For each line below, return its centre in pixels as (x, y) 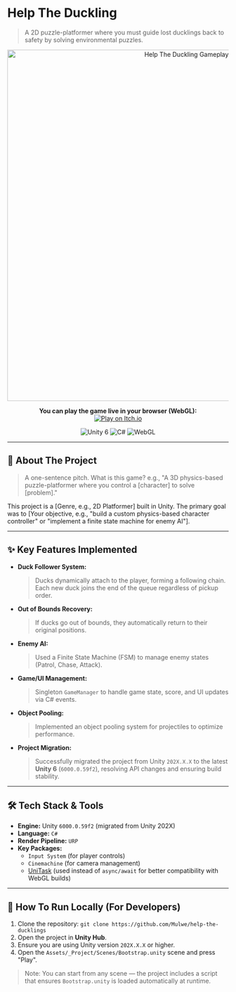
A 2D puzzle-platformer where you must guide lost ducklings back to (124, 32)
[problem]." (41, 492)
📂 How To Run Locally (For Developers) (94, 907)
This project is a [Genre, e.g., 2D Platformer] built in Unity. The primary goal (117, 506)
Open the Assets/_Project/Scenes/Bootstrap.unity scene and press (116, 953)
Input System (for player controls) (77, 856)
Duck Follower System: (52, 566)
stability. (47, 776)
